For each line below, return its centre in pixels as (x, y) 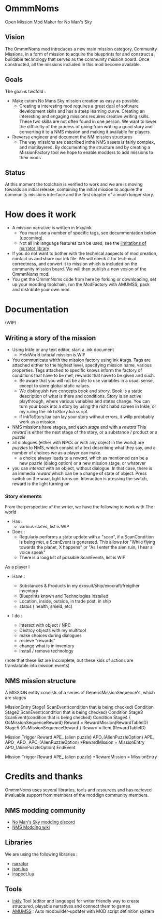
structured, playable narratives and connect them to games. (72, 906)
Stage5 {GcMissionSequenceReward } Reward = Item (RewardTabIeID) (75, 728)
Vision (15, 37)
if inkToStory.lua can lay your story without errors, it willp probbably (87, 417)
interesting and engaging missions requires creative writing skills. (84, 116)
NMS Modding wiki (31, 827)
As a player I (17, 567)
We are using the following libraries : (41, 854)
